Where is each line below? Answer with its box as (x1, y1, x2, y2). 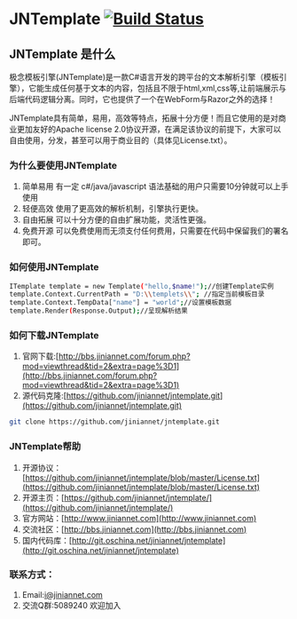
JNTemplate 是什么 (9, 46, 116, 61)
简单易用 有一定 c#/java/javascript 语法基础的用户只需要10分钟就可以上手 (21, 181, 289, 192)
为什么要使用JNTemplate (9, 159, 118, 171)
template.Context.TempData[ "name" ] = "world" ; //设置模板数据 (9, 298, 232, 307)
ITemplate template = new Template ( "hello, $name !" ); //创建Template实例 (9, 282, 275, 290)
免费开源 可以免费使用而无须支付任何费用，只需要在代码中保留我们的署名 (21, 226, 289, 236)
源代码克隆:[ (21, 391, 66, 401)
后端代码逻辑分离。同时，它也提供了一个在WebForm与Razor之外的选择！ (9, 94, 276, 104)
